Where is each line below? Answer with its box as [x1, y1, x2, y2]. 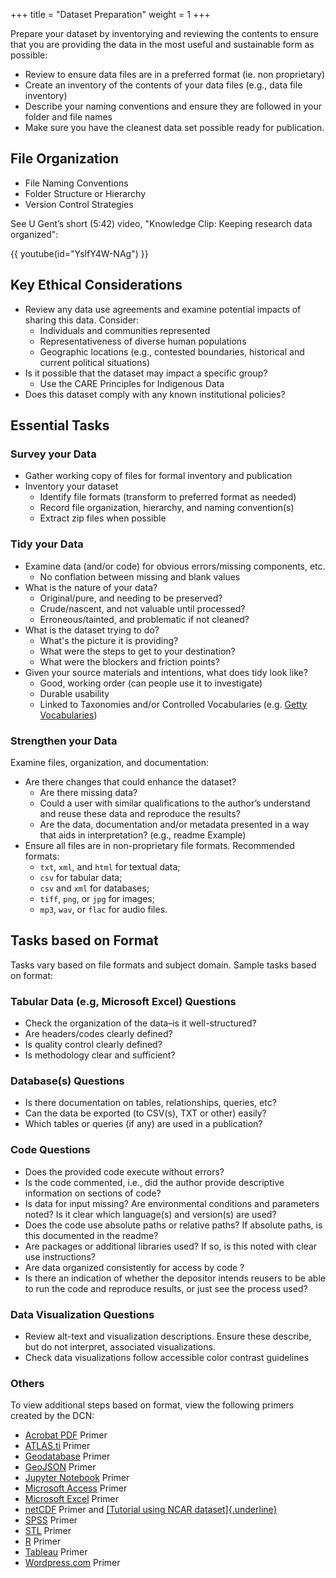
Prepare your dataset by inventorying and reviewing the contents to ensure [10, 28, 320, 39]
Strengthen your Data [10, 734, 118, 748]
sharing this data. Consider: [24, 314, 140, 326]
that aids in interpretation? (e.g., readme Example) [39, 829, 247, 841]
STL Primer [24, 1525, 72, 1537]
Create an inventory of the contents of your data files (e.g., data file [24, 79, 303, 91]
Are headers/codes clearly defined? [24, 1028, 173, 1040]
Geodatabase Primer [24, 1450, 111, 1463]
